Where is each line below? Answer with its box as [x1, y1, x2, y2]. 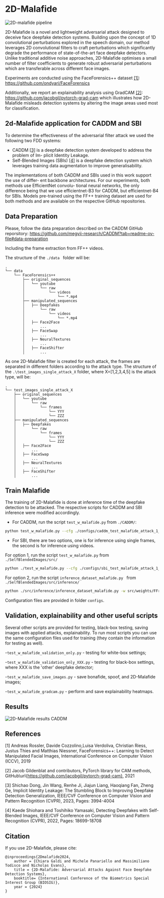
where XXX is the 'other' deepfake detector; [5, 664, 94, 670]
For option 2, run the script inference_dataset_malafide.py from [5, 575, 136, 581]
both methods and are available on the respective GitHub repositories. [5, 198, 146, 204]
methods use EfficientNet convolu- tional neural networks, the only [5, 182, 140, 188]
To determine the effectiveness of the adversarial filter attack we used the [5, 132, 154, 138]
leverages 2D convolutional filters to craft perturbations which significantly [5, 45, 155, 50]
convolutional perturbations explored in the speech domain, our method [5, 39, 150, 45]
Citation [5, 832, 30, 840]
